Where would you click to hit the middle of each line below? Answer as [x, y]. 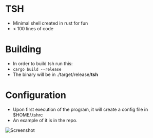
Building [23, 50]
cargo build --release [37, 69]
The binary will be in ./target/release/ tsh [55, 74]
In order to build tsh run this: [43, 63]
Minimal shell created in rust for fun [50, 23]
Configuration [36, 95]
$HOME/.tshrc [28, 115]
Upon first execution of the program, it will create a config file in [80, 109]
